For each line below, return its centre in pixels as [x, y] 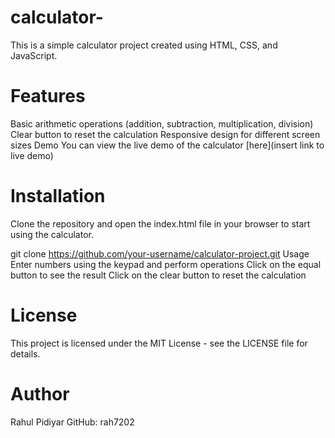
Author [40, 393]
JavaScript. [34, 55]
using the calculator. [52, 234]
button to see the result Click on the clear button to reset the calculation [158, 275]
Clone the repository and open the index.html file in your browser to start [160, 223]
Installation [58, 196]
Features [48, 96]
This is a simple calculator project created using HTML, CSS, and [144, 45]
